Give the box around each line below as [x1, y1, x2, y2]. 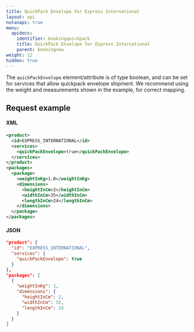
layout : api [6, 14, 35, 20]
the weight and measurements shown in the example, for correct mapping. [6, 86, 186, 93]
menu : [6, 25, 19, 31]
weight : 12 [6, 52, 33, 58]
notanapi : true [6, 19, 43, 25]
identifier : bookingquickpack [16, 36, 91, 42]
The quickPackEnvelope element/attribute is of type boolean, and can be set [6, 74, 188, 81]
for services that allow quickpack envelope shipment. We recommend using [6, 80, 189, 87]
